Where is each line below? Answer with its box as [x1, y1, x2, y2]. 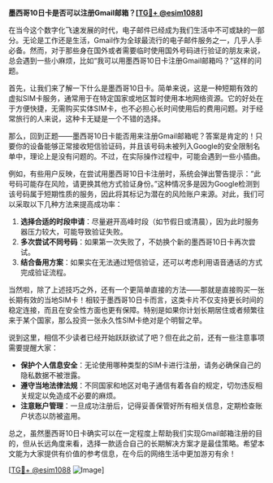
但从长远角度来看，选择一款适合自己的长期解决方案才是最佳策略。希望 [22, 439, 258, 448]
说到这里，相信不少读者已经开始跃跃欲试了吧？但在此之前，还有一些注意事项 [8, 333, 265, 342]
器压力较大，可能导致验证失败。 [19, 227, 128, 236]
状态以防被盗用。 [27, 411, 85, 420]
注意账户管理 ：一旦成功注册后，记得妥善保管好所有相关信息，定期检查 [19, 401, 256, 411]
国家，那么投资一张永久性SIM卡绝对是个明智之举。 [36, 315, 207, 325]
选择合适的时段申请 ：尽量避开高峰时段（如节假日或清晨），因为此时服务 [19, 217, 259, 226]
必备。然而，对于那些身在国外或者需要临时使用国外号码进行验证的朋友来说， [8, 46, 265, 55]
